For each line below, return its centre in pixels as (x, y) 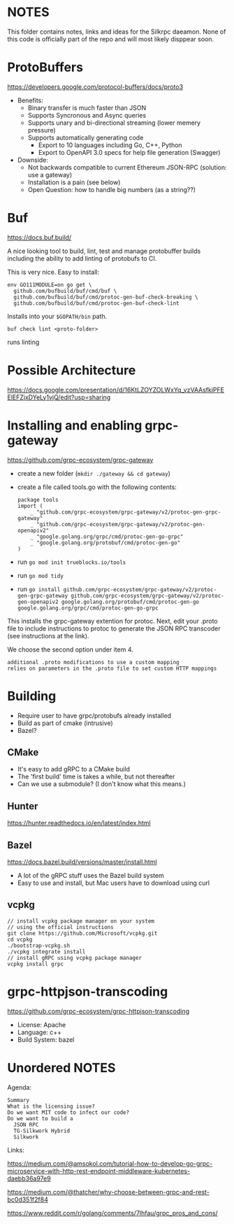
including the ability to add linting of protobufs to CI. (82, 258)
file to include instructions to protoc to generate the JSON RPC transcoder (114, 628)
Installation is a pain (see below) (74, 182)
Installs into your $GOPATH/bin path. (57, 316)
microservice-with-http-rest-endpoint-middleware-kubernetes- (99, 1171)
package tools (38, 500)
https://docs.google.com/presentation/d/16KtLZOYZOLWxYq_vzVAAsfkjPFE (116, 390)
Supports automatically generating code (86, 137)
